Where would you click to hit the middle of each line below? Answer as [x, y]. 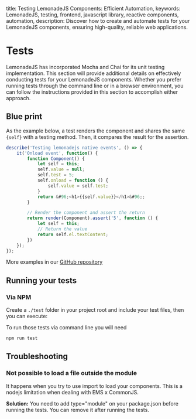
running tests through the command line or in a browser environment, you [95, 86]
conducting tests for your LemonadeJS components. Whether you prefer [94, 79]
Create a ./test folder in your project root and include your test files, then [95, 310]
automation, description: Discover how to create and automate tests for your [98, 21]
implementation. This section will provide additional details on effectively [94, 73]
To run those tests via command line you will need [66, 328]
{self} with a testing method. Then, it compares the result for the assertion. [97, 137]
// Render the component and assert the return [86, 213]
